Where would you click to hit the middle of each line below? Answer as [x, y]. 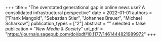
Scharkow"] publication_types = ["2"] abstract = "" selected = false [75, 23]
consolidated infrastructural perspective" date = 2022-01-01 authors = [79, 13]
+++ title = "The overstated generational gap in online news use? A [75, 7]
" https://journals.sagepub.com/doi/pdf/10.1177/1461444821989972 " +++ [80, 34]
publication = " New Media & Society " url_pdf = [54, 29]
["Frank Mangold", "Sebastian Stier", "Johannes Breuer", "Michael [74, 18]
